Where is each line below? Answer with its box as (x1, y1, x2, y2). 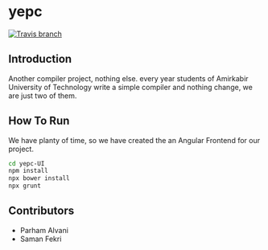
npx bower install (8, 174, 70, 182)
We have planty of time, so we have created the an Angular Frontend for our (8, 135, 260, 145)
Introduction (8, 52, 72, 66)
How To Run (8, 114, 70, 128)
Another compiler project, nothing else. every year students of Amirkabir (8, 73, 249, 83)
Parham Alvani (19, 225, 68, 235)
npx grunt (8, 182, 42, 191)
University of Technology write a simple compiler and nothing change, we (8, 82, 254, 92)
